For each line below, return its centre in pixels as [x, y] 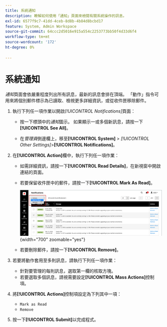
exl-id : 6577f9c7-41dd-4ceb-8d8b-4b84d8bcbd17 [54, 21]
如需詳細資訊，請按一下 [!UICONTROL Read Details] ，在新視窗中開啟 [90, 166]
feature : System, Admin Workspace [41, 26]
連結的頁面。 [33, 172]
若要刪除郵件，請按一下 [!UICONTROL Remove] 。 [70, 250]
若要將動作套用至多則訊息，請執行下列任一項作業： [65, 260]
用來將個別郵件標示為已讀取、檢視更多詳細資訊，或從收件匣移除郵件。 [77, 100]
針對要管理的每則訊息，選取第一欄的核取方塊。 [68, 271]
